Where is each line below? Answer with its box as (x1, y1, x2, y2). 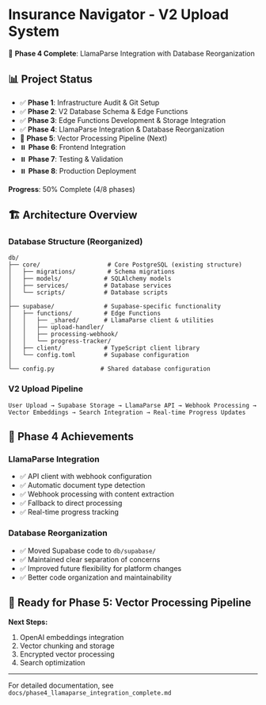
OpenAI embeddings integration (19, 632, 124, 642)
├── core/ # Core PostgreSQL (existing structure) (8, 261, 243, 269)
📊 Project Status (8, 73, 93, 86)
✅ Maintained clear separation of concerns (19, 554, 161, 564)
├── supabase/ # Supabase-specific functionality (8, 303, 222, 311)
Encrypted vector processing (19, 649, 115, 659)
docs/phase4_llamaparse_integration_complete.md (8, 688, 172, 697)
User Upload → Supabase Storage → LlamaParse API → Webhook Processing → (8, 401, 257, 409)
